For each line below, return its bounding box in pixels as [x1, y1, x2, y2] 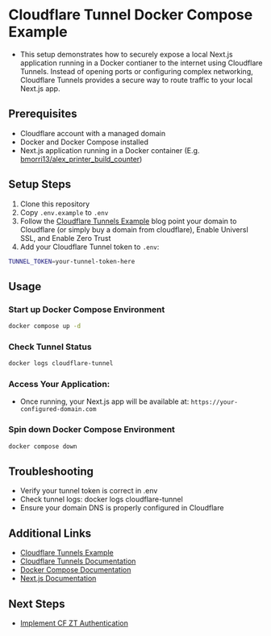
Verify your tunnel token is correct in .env [19, 486, 158, 496]
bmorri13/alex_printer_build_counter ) [19, 154, 143, 164]
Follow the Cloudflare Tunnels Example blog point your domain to [19, 216, 237, 226]
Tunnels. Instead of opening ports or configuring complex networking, [19, 66, 254, 76]
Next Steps [8, 597, 65, 610]
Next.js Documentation [19, 574, 97, 584]
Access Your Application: [8, 379, 110, 390]
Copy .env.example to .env [19, 207, 109, 217]
